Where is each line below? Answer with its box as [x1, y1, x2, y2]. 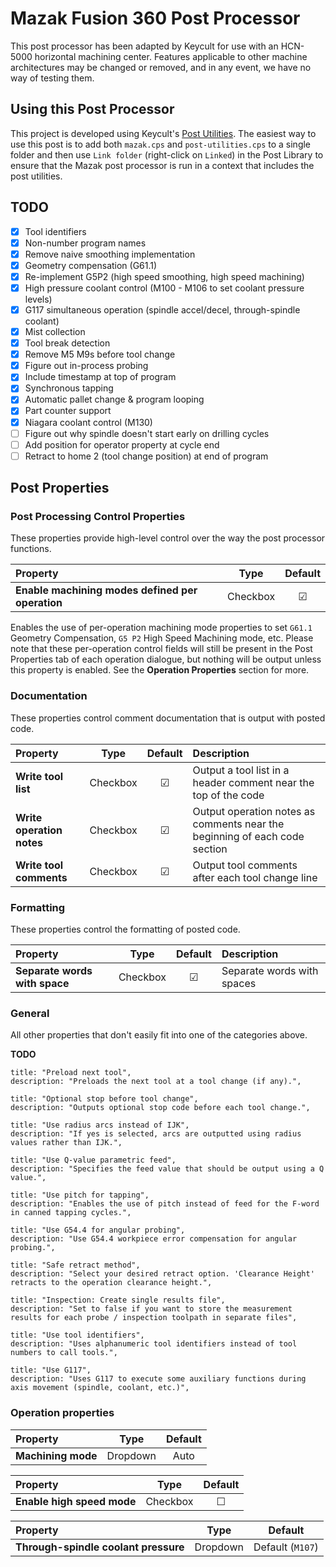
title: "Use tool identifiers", [10, 1330, 145, 1341]
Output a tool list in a [192, 763, 290, 777]
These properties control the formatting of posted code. [10, 923, 241, 936]
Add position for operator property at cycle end [24, 438, 220, 451]
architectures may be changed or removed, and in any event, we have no [10, 61, 312, 73]
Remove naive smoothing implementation [24, 248, 196, 260]
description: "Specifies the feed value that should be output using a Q [10, 1164, 325, 1174]
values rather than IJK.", [10, 1138, 123, 1148]
